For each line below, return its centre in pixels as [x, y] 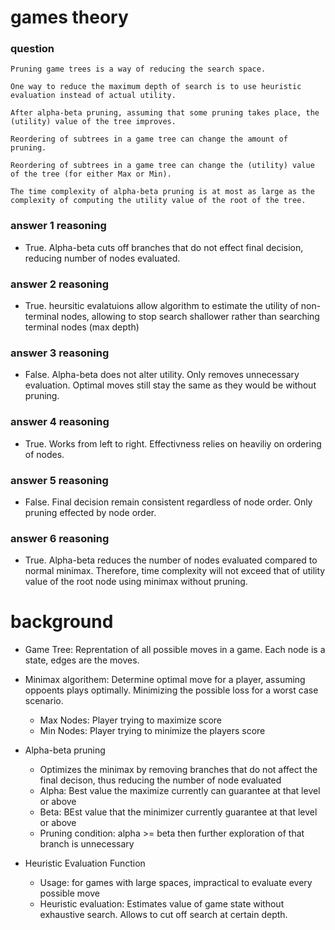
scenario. [44, 701]
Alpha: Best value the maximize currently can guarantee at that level [180, 791]
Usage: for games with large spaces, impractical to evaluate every [176, 883]
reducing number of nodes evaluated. [102, 258]
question [32, 49]
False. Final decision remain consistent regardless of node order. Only [168, 502]
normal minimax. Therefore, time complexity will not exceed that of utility [175, 571]
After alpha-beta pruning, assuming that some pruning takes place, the [165, 113]
